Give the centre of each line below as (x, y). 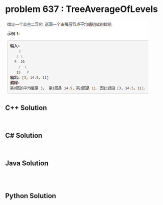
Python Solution (31, 196)
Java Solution (27, 163)
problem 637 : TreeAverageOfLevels (81, 9)
